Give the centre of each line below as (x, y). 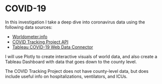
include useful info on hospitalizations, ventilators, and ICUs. (66, 76)
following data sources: (29, 27)
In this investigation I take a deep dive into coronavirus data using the (75, 22)
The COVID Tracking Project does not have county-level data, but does (77, 71)
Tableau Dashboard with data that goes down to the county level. (71, 62)
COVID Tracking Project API (40, 42)
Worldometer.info (30, 37)
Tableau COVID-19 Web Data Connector (53, 47)
